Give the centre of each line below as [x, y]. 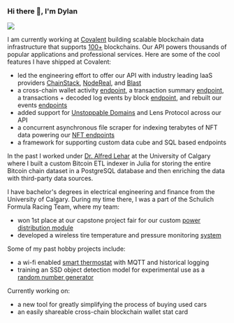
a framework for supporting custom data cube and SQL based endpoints [122, 142]
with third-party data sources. [50, 179]
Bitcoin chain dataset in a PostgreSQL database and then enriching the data [116, 171]
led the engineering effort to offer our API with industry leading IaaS [115, 76]
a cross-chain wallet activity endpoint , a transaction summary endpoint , [120, 90]
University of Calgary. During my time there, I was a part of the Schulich [111, 200]
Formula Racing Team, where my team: [64, 207]
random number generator [56, 277]
